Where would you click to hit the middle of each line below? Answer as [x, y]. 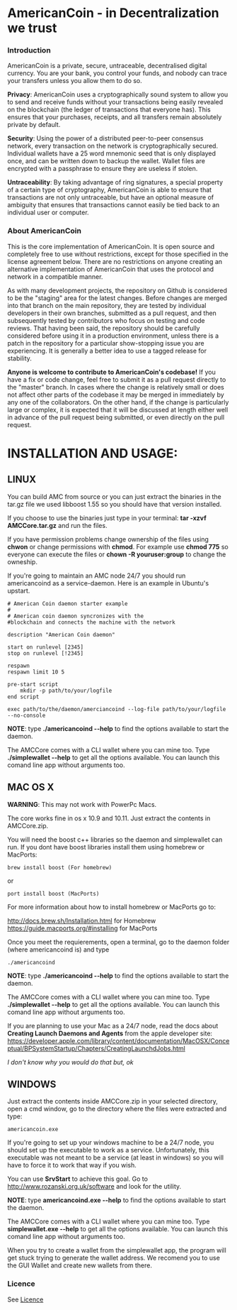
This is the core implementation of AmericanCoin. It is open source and [111, 246]
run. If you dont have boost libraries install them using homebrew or [106, 847]
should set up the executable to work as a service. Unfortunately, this [109, 1150]
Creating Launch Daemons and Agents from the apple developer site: [110, 1033]
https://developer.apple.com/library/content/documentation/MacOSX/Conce [118, 1040]
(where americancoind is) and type [58, 950]
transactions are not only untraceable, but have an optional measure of [111, 197]
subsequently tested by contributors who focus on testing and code [106, 320]
